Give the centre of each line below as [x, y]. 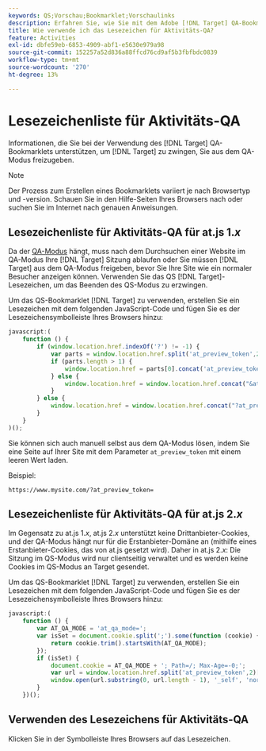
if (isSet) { [58, 658]
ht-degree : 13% [33, 75]
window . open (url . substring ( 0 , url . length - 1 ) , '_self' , [146, 680]
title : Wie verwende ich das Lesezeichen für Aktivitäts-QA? [111, 30]
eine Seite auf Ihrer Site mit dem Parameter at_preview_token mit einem [125, 451]
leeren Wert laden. [38, 460]
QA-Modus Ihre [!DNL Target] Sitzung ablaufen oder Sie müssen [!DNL [123, 260]
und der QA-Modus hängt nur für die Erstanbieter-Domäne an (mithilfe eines [133, 541]
